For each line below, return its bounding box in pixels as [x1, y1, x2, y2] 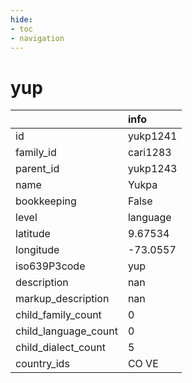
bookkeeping [15, 194, 77, 208]
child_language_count [15, 324, 118, 338]
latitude [15, 227, 51, 241]
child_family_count [15, 308, 102, 322]
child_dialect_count [15, 341, 106, 355]
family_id [15, 146, 57, 160]
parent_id [15, 162, 60, 176]
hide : [10, 14, 33, 25]
